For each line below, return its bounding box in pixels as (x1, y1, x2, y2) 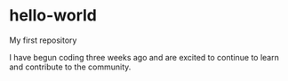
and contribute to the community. (9, 61, 132, 72)
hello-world (9, 5, 98, 26)
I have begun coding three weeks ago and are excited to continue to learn (9, 52, 280, 62)
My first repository (9, 35, 77, 45)
